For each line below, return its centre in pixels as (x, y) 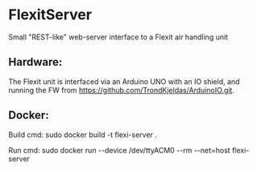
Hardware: (35, 62)
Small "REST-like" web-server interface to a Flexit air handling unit (118, 37)
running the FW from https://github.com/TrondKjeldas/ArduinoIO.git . (122, 90)
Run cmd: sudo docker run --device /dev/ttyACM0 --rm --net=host (120, 150)
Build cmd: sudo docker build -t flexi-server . (83, 135)
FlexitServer (50, 15)
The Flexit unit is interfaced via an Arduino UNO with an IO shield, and (124, 81)
